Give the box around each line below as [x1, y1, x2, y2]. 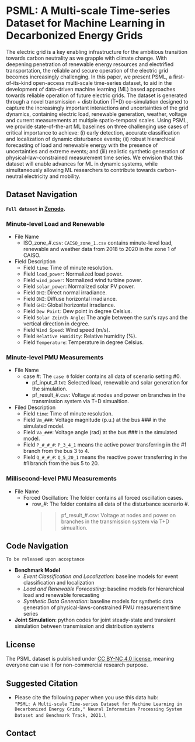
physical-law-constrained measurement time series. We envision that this [6, 154, 183, 161]
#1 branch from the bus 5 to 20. [23, 460, 99, 467]
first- [173, 73, 185, 80]
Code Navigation [6, 541, 69, 551]
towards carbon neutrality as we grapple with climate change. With [6, 54, 168, 61]
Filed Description [14, 404, 56, 411]
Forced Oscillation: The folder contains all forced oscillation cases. [23, 494, 184, 501]
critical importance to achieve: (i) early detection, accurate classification [6, 129, 180, 136]
